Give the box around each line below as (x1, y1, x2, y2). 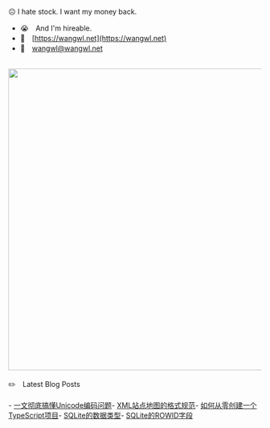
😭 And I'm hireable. (19, 23, 92, 33)
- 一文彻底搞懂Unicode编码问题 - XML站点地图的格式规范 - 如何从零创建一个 (8, 401, 257, 409)
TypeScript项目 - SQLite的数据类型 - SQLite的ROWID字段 (8, 410, 194, 420)
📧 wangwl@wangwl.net (19, 43, 103, 53)
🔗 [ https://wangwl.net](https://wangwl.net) (19, 34, 167, 43)
